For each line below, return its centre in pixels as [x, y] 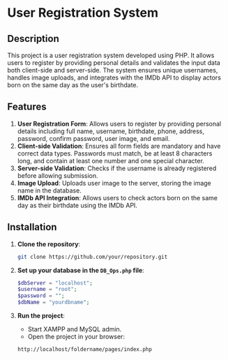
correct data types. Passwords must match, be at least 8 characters [115, 153]
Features [27, 107]
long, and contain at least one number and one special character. [111, 160]
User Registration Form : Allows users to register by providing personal [119, 123]
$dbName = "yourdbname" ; [53, 302]
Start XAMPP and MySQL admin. [75, 329]
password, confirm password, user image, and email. [93, 138]
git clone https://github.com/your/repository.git [92, 257]
